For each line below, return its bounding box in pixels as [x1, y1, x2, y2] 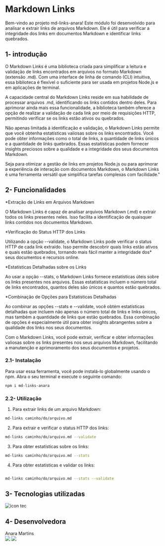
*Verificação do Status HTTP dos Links [5, 229, 86, 234]
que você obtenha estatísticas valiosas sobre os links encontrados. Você [5, 130, 154, 136]
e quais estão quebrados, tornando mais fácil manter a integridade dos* [5, 249, 152, 255]
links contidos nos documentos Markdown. [5, 219, 93, 225]
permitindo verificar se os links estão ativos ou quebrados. [5, 115, 125, 121]
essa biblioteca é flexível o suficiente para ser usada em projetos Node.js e [5, 79, 159, 85]
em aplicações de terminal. [5, 84, 60, 90]
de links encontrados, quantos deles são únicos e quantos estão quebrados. [5, 284, 161, 290]
